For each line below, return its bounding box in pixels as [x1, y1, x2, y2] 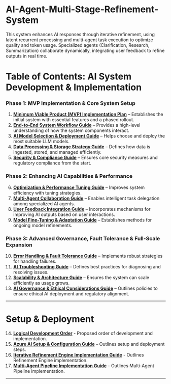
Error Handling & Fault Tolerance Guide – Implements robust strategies [13, 253, 163, 259]
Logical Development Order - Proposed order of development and [13, 330, 153, 336]
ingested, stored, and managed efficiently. [13, 149, 102, 155]
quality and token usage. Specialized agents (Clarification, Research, [6, 42, 150, 48]
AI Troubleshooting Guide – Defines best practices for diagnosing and [13, 264, 161, 270]
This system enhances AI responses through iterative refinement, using [6, 31, 155, 37]
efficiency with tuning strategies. [13, 189, 82, 196]
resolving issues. [13, 269, 49, 276]
